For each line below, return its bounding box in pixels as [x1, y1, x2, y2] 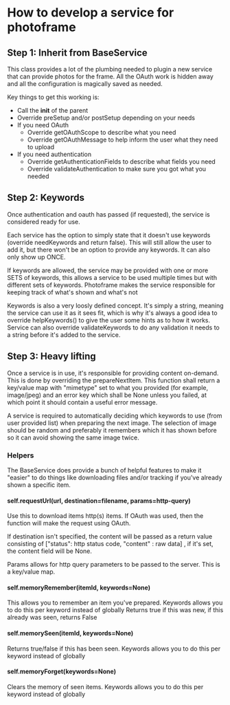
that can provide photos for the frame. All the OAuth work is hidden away [7, 72, 214, 80]
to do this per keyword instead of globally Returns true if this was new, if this [7, 606, 224, 614]
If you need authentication [16, 150, 92, 158]
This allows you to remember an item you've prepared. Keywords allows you [7, 598, 223, 607]
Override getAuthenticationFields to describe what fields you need [27, 158, 216, 166]
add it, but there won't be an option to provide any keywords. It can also [7, 246, 211, 254]
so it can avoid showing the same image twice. [7, 433, 139, 442]
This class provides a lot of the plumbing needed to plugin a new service [7, 65, 213, 73]
